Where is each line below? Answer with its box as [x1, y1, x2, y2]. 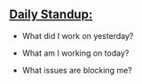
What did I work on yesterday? [21, 30, 134, 41]
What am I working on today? [21, 48, 130, 58]
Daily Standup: [9, 7, 93, 22]
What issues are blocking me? [21, 65, 132, 75]
